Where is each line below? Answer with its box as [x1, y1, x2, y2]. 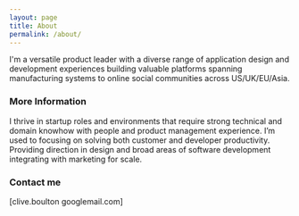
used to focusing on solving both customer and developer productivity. [9, 135, 270, 145]
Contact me [9, 176, 62, 188]
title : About [9, 21, 58, 30]
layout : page [9, 12, 58, 22]
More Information [9, 96, 87, 108]
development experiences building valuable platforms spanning [9, 63, 243, 74]
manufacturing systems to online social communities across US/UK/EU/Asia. [9, 73, 290, 84]
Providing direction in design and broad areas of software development [9, 144, 271, 154]
